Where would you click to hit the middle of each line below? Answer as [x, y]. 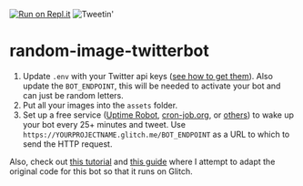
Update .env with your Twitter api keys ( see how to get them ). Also [147, 76]
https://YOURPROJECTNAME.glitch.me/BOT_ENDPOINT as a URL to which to [156, 134]
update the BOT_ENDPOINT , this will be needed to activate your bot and [151, 86]
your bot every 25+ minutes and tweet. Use [104, 124]
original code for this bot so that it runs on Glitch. [101, 171]
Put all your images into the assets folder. [100, 105]
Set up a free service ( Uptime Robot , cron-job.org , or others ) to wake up [158, 115]
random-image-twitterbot [109, 51]
